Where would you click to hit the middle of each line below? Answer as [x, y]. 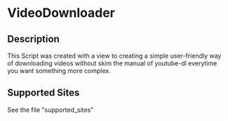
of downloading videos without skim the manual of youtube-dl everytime [112, 63]
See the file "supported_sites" [51, 110]
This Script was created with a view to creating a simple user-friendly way [114, 56]
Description [33, 39]
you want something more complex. [59, 71]
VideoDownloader [61, 13]
